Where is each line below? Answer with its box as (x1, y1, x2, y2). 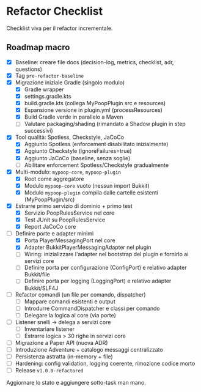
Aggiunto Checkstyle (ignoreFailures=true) (24, 147, 133, 155)
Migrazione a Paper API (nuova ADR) (15, 339, 108, 346)
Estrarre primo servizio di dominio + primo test (15, 202, 133, 209)
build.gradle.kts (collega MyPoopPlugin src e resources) (24, 100, 166, 107)
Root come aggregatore (24, 175, 84, 182)
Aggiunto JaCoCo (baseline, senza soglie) (24, 154, 131, 161)
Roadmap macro (6, 42, 70, 53)
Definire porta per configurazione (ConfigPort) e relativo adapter (24, 264, 187, 272)
